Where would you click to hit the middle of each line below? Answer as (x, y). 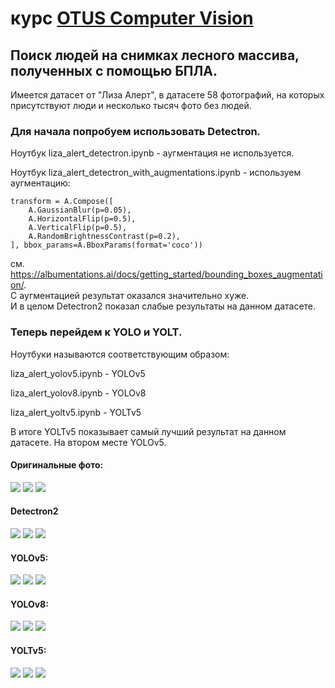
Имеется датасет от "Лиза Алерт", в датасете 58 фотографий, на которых (167, 95)
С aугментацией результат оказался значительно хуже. (130, 296)
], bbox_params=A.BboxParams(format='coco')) (106, 245)
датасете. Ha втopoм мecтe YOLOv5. (88, 442)
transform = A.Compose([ (62, 202)
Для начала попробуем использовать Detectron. (136, 131)
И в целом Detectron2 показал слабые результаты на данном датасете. (163, 306)
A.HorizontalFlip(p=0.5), (82, 219)
